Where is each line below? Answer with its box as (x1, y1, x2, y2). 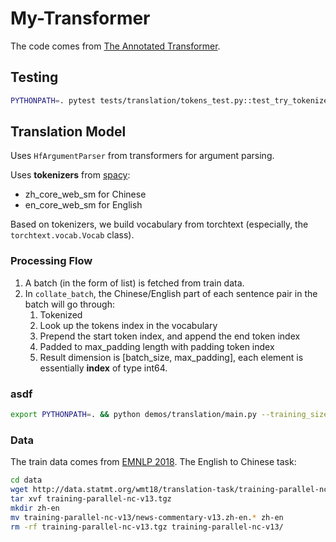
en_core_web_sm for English (24, 199, 143, 211)
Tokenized (39, 308, 83, 321)
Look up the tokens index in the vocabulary (39, 319, 218, 331)
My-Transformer (10, 7, 151, 30)
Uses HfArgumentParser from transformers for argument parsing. (10, 150, 275, 162)
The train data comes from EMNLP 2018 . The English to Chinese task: (10, 456, 297, 468)
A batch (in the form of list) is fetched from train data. (24, 277, 245, 289)
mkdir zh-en (10, 503, 60, 513)
